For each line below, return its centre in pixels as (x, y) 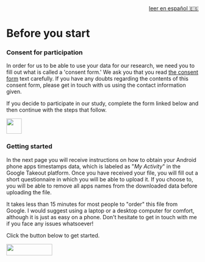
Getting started (30, 147)
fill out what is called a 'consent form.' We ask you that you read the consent (102, 72)
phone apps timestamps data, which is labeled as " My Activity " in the (94, 166)
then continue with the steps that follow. (56, 110)
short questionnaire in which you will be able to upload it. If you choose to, (100, 179)
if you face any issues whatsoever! (50, 224)
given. (14, 92)
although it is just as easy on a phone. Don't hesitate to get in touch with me (102, 217)
